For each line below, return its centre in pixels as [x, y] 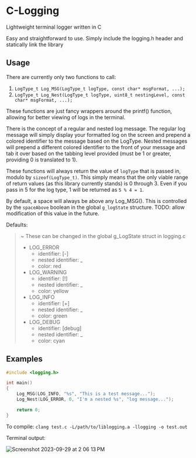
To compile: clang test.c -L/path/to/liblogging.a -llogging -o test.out [97, 426]
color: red [49, 266]
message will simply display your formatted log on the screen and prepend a [98, 135]
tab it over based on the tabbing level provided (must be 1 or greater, [89, 153]
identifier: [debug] [60, 328]
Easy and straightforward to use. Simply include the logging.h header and [94, 38]
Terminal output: [26, 438]
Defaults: [17, 225]
